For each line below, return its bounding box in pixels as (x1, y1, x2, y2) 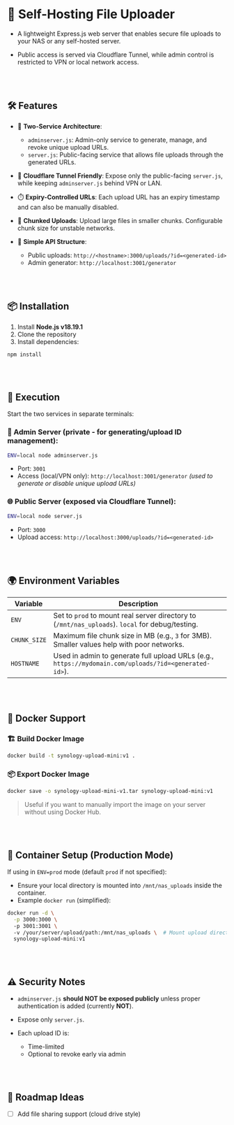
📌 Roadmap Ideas (7, 1091, 85, 1103)
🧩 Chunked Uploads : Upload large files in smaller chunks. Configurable (17, 216, 223, 224)
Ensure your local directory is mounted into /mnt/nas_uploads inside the (17, 881, 223, 889)
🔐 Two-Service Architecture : (17, 122, 102, 130)
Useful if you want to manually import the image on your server (24, 801, 206, 809)
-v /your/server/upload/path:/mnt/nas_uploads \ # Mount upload (13, 929, 208, 936)
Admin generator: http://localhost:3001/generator (27, 258, 177, 266)
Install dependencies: (17, 337, 79, 345)
